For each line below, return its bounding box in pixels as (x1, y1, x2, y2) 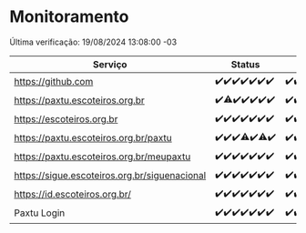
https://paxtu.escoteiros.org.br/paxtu (14, 132, 173, 145)
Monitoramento (9, 6, 129, 27)
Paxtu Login (14, 207, 66, 219)
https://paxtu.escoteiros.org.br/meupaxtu (14, 150, 191, 163)
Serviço (92, 57, 127, 70)
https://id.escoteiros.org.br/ (14, 188, 132, 201)
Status (230, 57, 260, 70)
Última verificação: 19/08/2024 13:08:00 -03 (9, 36, 178, 47)
